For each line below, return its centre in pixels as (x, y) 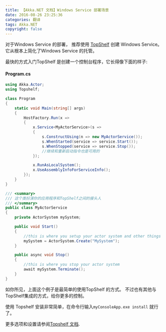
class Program (20, 99)
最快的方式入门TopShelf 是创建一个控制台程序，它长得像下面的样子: (76, 62)
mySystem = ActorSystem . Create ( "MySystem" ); (72, 241)
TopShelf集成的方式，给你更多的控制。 (46, 296)
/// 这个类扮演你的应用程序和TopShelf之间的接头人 (53, 198)
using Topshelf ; (22, 90)
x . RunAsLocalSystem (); (57, 165)
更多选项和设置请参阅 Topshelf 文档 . (43, 324)
